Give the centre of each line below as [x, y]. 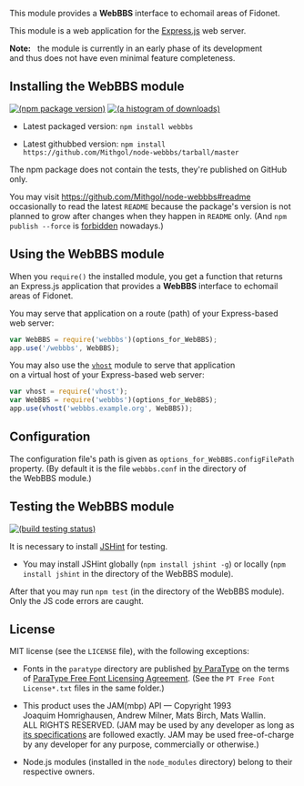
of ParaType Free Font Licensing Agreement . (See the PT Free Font [149, 679]
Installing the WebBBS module [97, 87]
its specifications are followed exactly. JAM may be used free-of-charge [158, 735]
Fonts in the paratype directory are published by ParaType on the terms [156, 669]
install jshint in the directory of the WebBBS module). [128, 573]
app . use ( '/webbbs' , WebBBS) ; [65, 348]
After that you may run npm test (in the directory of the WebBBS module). [147, 591]
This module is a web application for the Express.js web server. [128, 30]
